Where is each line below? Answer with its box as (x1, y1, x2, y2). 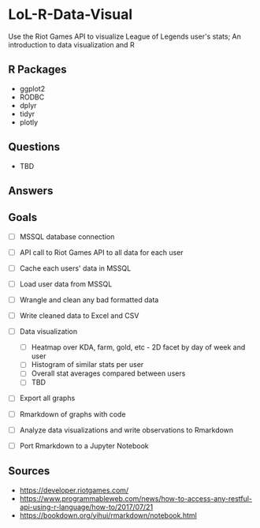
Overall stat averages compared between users (31, 369, 186, 378)
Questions (8, 140, 61, 154)
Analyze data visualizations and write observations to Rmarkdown (19, 425, 234, 435)
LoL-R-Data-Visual (8, 6, 132, 24)
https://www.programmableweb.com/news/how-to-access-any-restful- (19, 493, 253, 503)
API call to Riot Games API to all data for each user (19, 247, 184, 257)
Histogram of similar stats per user (31, 360, 144, 369)
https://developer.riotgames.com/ (19, 485, 129, 495)
